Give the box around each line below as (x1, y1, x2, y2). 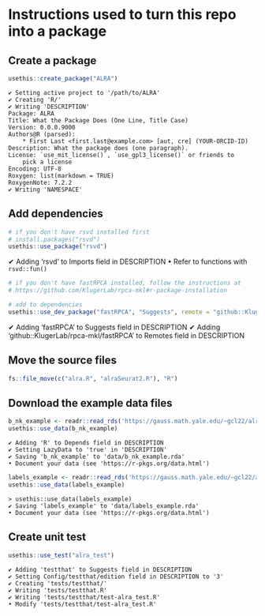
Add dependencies (8, 207, 104, 220)
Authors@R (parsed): (8, 130, 77, 138)
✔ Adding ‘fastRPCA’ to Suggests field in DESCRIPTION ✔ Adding (8, 322, 221, 332)
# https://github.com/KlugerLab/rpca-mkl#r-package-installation (8, 287, 227, 295)
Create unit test (8, 531, 87, 544)
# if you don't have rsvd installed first (8, 227, 150, 236)
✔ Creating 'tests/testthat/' (8, 579, 108, 588)
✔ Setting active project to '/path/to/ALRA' (8, 88, 160, 96)
